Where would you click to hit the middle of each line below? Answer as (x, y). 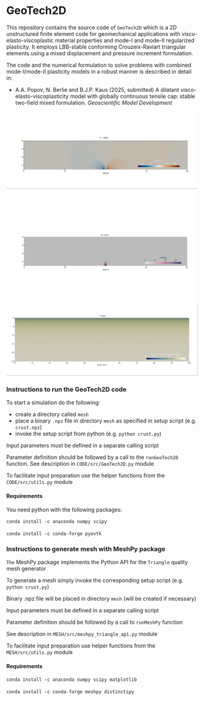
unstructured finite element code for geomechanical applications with (93, 33)
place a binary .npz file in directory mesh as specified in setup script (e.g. (106, 421)
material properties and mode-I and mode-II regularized (125, 40)
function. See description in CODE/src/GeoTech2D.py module (80, 464)
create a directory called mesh (52, 415)
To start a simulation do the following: (53, 402)
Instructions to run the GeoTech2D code (66, 390)
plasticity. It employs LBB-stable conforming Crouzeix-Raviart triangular (96, 47)
